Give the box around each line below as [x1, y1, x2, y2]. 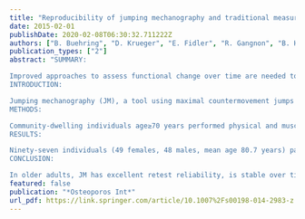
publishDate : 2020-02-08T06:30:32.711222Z [9, 30, 172, 39]
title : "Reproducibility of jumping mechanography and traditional [9, 13, 271, 23]
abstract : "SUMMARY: [9, 55, 88, 64]
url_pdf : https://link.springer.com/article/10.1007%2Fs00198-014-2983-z [9, 195, 295, 205]
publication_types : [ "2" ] [9, 47, 107, 56]
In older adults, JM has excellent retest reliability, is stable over [9, 171, 286, 180]
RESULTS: [9, 129, 43, 138]
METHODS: [9, 105, 43, 114]
